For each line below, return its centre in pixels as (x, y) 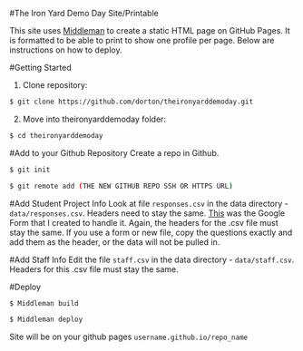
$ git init (30, 170)
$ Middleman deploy (46, 320)
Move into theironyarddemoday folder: (94, 119)
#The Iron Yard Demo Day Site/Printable (84, 13)
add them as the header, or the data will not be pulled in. (115, 242)
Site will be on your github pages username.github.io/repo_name (128, 337)
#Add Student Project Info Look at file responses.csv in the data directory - (149, 203)
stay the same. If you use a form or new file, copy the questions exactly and (151, 232)
